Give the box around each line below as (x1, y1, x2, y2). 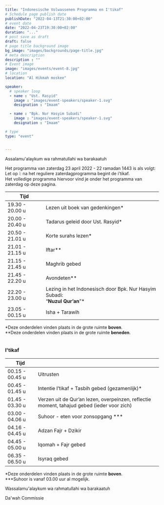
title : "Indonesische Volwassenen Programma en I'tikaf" (5, 7, 123, 12)
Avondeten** (45, 275, 77, 281)
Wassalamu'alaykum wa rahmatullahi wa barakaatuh (5, 485, 110, 491)
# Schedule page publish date (5, 12, 67, 17)
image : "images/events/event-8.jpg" (5, 67, 80, 71)
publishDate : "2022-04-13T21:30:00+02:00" (5, 16, 93, 21)
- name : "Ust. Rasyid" (9, 93, 58, 98)
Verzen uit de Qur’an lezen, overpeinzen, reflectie (38, 396, 151, 403)
